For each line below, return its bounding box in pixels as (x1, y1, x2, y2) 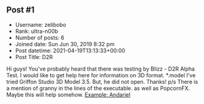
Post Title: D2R (15, 53, 53, 60)
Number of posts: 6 (15, 33, 65, 41)
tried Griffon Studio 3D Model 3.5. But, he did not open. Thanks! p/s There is (6, 78, 199, 85)
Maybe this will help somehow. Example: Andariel (6, 91, 131, 98)
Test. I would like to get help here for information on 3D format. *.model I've (6, 71, 196, 78)
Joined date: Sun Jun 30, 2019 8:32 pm (15, 40, 115, 47)
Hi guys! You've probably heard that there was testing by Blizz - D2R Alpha (6, 65, 195, 72)
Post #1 (6, 5, 35, 15)
